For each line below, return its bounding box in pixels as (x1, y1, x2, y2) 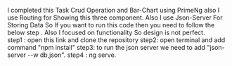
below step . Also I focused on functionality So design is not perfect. (7, 28, 205, 37)
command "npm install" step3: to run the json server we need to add (7, 44, 206, 51)
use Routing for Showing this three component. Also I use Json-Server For (7, 13, 223, 22)
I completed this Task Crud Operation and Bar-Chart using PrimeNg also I (7, 6, 220, 14)
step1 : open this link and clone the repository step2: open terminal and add (7, 36, 226, 44)
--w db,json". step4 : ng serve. (27, 51, 117, 59)
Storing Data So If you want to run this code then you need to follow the (7, 21, 215, 29)
